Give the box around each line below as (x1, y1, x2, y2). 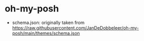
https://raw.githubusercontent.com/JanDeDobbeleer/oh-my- (12, 24, 139, 30)
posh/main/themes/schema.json (12, 30, 80, 36)
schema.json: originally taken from (12, 19, 85, 25)
